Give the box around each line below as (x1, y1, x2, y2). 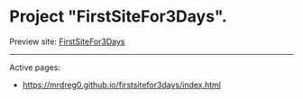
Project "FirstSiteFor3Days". (9, 6, 227, 27)
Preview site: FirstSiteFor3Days (9, 36, 125, 47)
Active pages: (9, 61, 61, 73)
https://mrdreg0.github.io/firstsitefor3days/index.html (22, 79, 221, 90)
